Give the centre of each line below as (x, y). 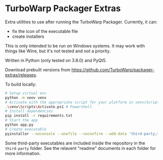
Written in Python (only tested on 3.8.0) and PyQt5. (56, 60)
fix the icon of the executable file (45, 31)
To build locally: (21, 84)
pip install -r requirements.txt (39, 116)
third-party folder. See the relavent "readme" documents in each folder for (81, 148)
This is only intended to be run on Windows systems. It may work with (75, 46)
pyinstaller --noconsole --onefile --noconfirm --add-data (66, 134)
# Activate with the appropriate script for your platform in (69, 102)
